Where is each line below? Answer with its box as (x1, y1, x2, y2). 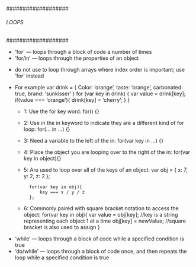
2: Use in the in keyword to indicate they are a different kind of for (23, 120, 185, 127)
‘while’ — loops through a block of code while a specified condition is (14, 235, 185, 242)
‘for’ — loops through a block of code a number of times (14, 49, 152, 56)
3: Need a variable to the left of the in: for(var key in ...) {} (23, 137, 164, 144)
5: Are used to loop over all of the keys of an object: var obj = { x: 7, (23, 166, 188, 173)
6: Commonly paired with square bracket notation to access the (23, 205, 179, 212)
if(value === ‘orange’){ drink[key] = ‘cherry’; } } (14, 96, 130, 104)
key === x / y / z (39, 189, 85, 195)
